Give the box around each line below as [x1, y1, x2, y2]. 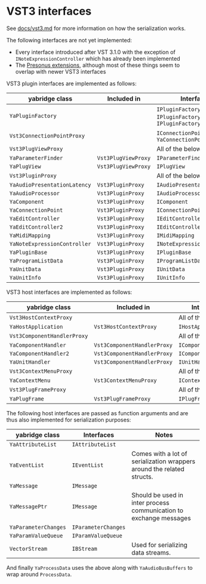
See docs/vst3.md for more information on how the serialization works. [6, 25, 186, 32]
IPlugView [156, 163, 185, 170]
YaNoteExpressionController [9, 240, 91, 247]
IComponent [156, 198, 188, 205]
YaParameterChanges [9, 523, 66, 531]
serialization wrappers [131, 457, 196, 466]
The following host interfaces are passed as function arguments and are [6, 409, 189, 417]
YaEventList [9, 461, 45, 469]
